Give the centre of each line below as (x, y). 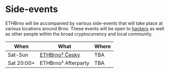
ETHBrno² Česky (60, 55)
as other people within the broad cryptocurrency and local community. (79, 34)
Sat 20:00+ (21, 63)
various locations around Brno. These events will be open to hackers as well (85, 28)
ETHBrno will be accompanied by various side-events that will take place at (84, 23)
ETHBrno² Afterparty (65, 63)
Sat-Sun (18, 55)
